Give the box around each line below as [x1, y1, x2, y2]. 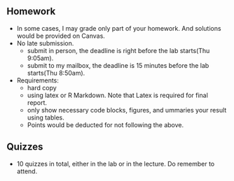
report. [27, 98, 47, 107]
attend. [16, 167, 38, 175]
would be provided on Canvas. [16, 31, 106, 40]
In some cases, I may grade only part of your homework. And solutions [16, 24, 221, 32]
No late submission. [16, 38, 74, 48]
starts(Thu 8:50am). [27, 68, 85, 77]
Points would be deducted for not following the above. [27, 120, 184, 129]
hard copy [27, 83, 57, 92]
